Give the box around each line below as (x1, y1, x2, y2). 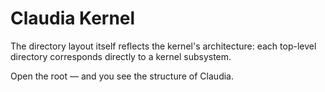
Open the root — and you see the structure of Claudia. (10, 70, 234, 82)
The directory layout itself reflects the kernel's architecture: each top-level (10, 40, 317, 52)
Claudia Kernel (10, 7, 136, 30)
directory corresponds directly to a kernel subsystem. (10, 50, 232, 62)
